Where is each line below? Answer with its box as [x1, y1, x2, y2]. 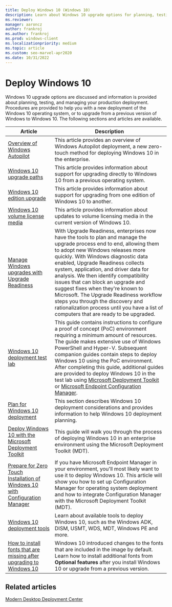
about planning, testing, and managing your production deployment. [5, 99, 149, 105]
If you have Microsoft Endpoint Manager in [54, 459, 157, 466]
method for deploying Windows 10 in [70, 149, 159, 157]
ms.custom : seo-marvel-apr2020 [5, 50, 72, 55]
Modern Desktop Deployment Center [5, 596, 83, 602]
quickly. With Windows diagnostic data [54, 253, 148, 260]
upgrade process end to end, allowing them [54, 240, 160, 247]
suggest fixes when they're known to [54, 285, 143, 292]
